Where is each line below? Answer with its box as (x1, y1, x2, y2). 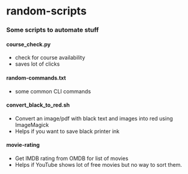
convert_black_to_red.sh (6, 101, 70, 109)
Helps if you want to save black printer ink (14, 128, 120, 135)
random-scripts (6, 4, 87, 18)
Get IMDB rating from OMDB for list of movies (14, 155, 128, 162)
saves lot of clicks (14, 60, 60, 67)
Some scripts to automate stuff (6, 26, 99, 34)
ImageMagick (14, 121, 49, 128)
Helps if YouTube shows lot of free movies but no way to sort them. (14, 161, 183, 168)
